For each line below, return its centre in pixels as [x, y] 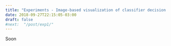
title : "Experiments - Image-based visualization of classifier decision [86, 10]
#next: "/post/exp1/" [29, 24]
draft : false [19, 19]
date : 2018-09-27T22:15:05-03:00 [41, 15]
